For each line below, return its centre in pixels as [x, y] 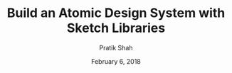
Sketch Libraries [116, 28]
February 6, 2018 [116, 61]
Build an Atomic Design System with [116, 13]
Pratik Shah [116, 47]
